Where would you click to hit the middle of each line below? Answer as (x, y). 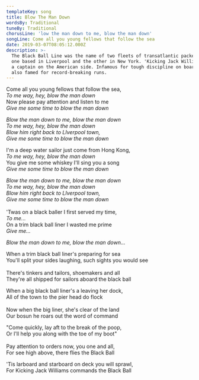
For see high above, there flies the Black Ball (60, 353)
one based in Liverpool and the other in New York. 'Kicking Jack (95, 61)
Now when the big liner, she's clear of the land (63, 310)
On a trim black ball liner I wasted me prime (59, 225)
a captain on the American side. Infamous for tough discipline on (97, 67)
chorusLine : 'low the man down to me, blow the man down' (79, 34)
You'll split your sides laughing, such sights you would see (77, 260)
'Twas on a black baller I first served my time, (62, 212)
